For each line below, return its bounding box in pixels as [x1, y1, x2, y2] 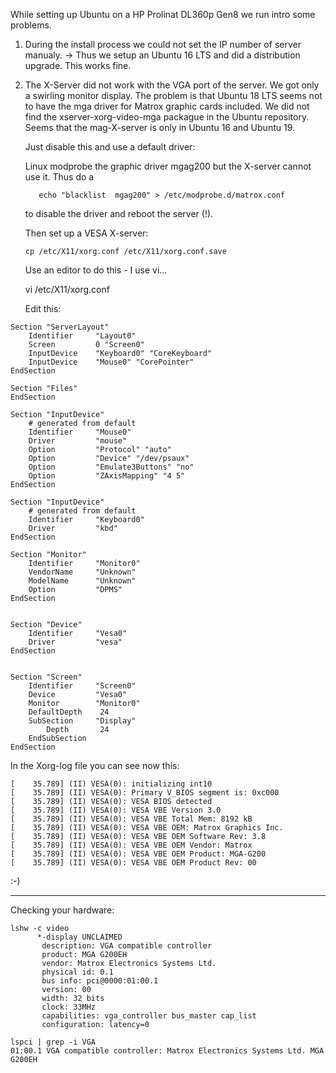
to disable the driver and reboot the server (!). [24, 208, 214, 219]
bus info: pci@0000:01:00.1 [41, 976, 159, 986]
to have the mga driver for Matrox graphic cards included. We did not [24, 100, 310, 112]
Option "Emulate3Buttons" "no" [28, 462, 195, 472]
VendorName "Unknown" [28, 567, 137, 577]
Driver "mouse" [28, 436, 128, 446]
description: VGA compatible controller [41, 941, 213, 951]
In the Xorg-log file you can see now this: [10, 760, 180, 771]
